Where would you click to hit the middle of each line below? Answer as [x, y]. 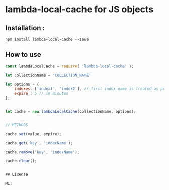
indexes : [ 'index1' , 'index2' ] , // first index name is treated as [86, 89]
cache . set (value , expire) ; [33, 134]
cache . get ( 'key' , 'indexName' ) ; [39, 143]
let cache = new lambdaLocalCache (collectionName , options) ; [71, 112]
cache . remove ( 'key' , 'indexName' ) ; [43, 152]
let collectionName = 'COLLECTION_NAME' [48, 75]
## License [17, 175]
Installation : [25, 28]
